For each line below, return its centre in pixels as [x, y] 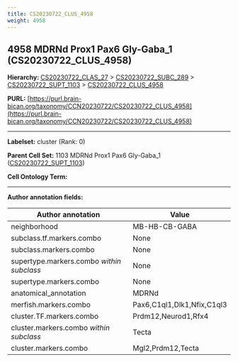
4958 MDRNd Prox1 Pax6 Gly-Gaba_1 [90, 49]
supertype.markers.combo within [66, 261]
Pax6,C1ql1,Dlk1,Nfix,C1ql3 [180, 305]
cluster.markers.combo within [60, 328]
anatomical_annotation [49, 293]
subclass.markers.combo [53, 250]
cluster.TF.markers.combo [55, 317]
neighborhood [35, 226]
